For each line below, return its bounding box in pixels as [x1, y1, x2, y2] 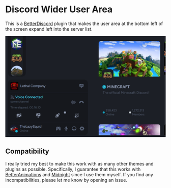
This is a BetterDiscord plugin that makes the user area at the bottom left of [5, 20, 163, 27]
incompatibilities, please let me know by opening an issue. [5, 177, 128, 183]
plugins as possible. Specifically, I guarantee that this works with [5, 166, 141, 172]
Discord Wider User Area [5, 4, 113, 15]
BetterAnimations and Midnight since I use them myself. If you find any [5, 171, 154, 177]
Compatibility [5, 147, 49, 156]
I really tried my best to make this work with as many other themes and [5, 160, 154, 167]
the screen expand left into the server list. [5, 26, 93, 32]
